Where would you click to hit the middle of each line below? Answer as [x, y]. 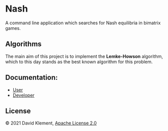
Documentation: [32, 78]
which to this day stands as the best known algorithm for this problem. [79, 62]
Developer [23, 95]
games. [13, 28]
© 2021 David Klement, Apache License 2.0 [51, 123]
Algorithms [23, 44]
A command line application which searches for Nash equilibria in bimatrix [83, 23]
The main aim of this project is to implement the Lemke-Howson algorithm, [84, 56]
